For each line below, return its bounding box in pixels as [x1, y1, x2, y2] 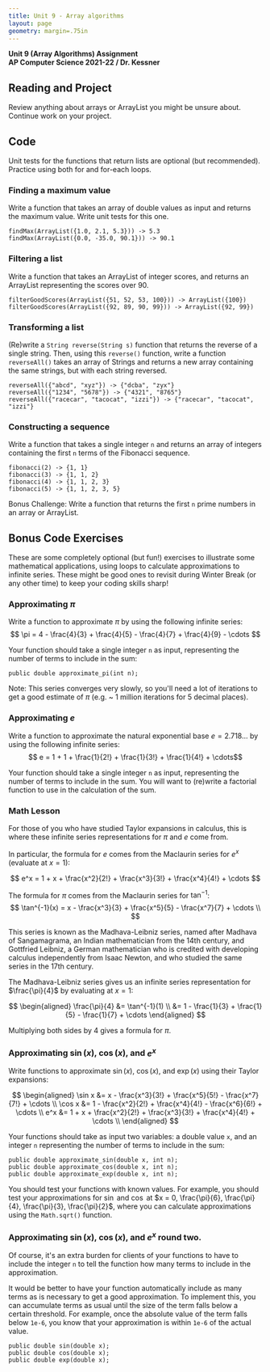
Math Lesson [8, 805, 60, 817]
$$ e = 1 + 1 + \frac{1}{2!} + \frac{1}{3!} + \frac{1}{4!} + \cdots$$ [27, 752, 243, 762]
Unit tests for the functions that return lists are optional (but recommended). [8, 156, 260, 166]
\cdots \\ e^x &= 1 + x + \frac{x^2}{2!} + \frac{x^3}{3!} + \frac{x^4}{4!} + [15, 1107, 255, 1117]
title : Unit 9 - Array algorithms [8, 11, 125, 20]
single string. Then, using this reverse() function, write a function [8, 348, 226, 358]
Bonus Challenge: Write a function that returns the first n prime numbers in [8, 499, 256, 509]
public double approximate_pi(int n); [8, 669, 139, 678]
